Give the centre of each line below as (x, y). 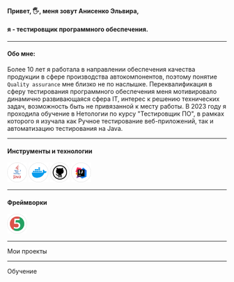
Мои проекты (27, 251)
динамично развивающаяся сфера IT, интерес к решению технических (114, 99)
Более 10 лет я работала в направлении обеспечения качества (101, 69)
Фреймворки (27, 202)
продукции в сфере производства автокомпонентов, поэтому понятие (112, 77)
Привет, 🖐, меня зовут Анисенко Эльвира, (73, 10)
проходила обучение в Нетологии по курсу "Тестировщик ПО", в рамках (116, 113)
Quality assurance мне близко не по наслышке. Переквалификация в (110, 84)
